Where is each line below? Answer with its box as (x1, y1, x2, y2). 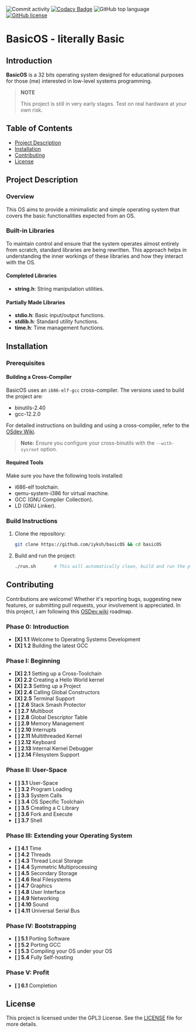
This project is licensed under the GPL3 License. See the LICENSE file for (6, 1014, 183, 1021)
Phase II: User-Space (6, 766, 67, 774)
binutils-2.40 (14, 404, 46, 411)
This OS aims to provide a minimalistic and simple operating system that (6, 206, 180, 213)
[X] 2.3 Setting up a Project (14, 683, 81, 690)
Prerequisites (6, 359, 45, 367)
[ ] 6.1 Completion (14, 981, 57, 989)
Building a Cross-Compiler (6, 374, 72, 381)
